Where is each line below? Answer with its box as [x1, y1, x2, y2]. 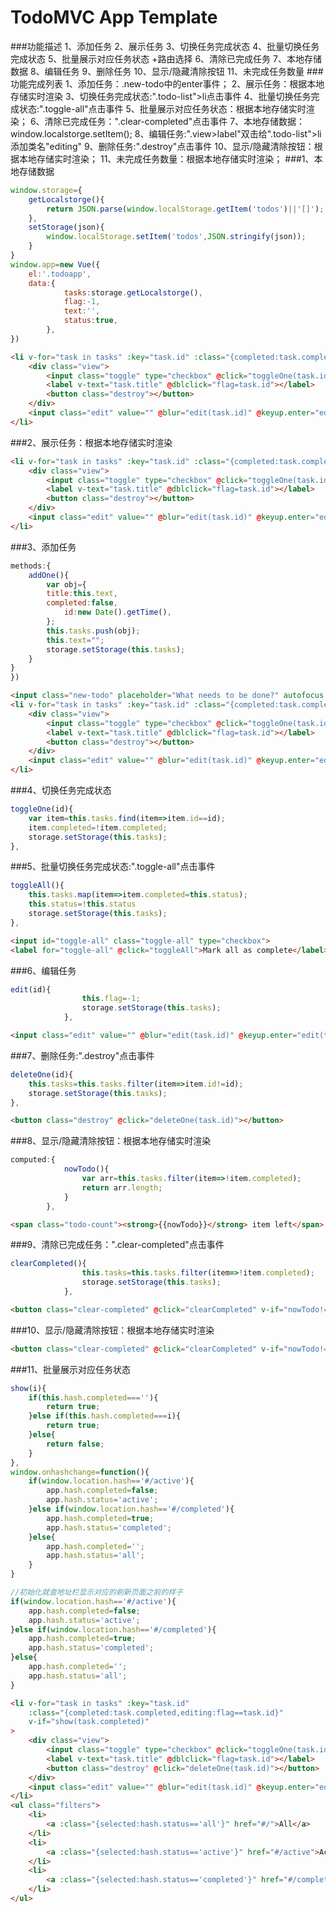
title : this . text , [46, 589, 118, 599]
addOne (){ [28, 570, 70, 580]
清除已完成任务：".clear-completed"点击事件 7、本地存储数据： [44, 115, 306, 127]
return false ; [46, 1439, 105, 1449]
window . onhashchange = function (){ [10, 1467, 150, 1477]
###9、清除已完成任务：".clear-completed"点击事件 [10, 1239, 225, 1251]
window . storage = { [10, 185, 83, 195]
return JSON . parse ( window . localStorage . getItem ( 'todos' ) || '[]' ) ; [46, 204, 325, 214]
